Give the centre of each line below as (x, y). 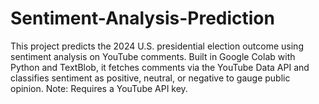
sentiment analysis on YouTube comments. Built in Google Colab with (153, 56)
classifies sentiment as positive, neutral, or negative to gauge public (150, 78)
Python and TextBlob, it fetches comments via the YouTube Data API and (160, 67)
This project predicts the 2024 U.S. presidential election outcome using (157, 46)
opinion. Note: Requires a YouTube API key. (99, 88)
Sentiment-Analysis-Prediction (142, 18)
